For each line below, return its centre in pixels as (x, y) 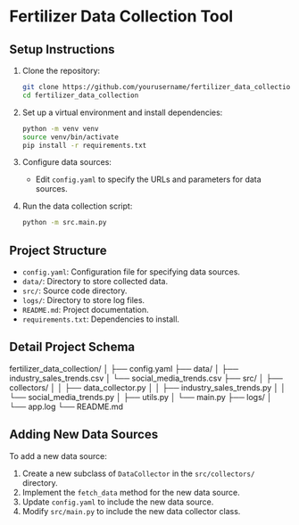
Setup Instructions (62, 49)
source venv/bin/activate (70, 137)
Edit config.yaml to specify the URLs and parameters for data (148, 179)
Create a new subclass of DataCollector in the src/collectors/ (138, 473)
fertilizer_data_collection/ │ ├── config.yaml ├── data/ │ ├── (124, 368)
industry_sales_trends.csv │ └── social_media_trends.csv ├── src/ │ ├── (146, 378)
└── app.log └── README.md (66, 406)
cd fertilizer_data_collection (80, 95)
